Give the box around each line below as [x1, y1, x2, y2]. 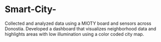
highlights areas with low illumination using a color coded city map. [5, 31, 144, 37]
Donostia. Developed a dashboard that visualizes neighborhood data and [5, 25, 156, 31]
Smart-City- [5, 4, 57, 15]
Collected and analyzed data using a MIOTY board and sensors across [5, 20, 152, 26]
